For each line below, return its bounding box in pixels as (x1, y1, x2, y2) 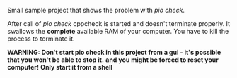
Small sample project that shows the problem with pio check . (7, 6, 185, 14)
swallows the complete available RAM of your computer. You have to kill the (7, 27, 229, 35)
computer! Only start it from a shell (7, 63, 113, 71)
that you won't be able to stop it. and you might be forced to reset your (7, 56, 219, 64)
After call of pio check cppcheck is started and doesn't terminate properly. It (7, 20, 231, 27)
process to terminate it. (7, 34, 76, 43)
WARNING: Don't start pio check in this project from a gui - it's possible (7, 48, 221, 56)
